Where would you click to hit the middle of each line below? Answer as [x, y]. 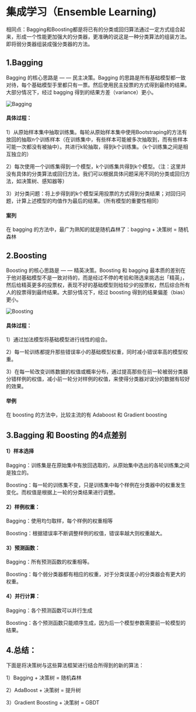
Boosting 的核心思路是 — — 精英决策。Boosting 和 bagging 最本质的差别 [93, 270]
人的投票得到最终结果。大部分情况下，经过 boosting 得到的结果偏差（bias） [97, 292]
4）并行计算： [23, 596]
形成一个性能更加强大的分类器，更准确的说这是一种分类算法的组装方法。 [103, 36]
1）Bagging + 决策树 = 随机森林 [44, 678]
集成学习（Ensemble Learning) [81, 12]
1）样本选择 [20, 451]
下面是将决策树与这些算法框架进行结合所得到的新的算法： [75, 665]
